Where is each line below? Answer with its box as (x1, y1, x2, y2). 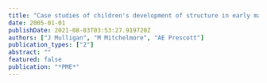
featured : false (8, 56, 62, 64)
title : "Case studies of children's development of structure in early (8, 11, 250, 20)
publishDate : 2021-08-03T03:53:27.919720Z (8, 26, 151, 34)
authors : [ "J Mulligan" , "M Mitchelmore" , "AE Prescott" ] (8, 33, 204, 42)
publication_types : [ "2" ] (8, 41, 94, 49)
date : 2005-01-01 (8, 19, 66, 27)
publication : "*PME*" (8, 63, 80, 71)
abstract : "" (8, 48, 52, 56)
